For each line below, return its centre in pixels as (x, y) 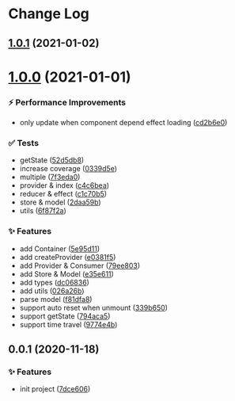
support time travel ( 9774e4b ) (68, 324)
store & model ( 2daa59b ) (60, 202)
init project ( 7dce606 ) (55, 389)
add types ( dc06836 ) (54, 282)
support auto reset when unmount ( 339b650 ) (94, 307)
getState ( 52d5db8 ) (52, 160)
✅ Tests (24, 143)
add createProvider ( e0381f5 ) (68, 257)
